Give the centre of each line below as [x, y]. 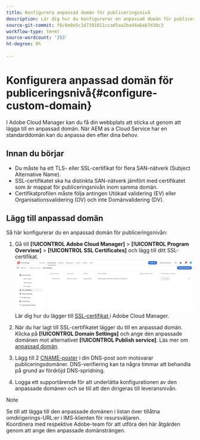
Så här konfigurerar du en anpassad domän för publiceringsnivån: [87, 233]
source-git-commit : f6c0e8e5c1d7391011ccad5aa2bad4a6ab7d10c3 [85, 25]
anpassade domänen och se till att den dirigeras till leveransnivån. [96, 388]
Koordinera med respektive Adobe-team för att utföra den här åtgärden [93, 424]
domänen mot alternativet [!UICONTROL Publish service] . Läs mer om [101, 340]
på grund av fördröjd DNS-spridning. [60, 370]
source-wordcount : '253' [37, 38]
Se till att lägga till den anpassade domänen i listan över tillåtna [83, 411]
